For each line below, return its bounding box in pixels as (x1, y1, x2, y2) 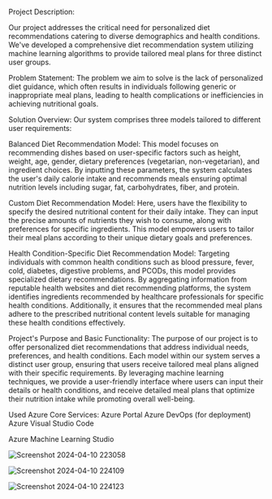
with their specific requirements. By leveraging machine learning (8, 368, 225, 378)
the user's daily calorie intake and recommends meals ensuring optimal (8, 174, 248, 183)
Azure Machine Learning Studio (8, 435, 114, 444)
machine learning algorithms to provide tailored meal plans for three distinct (8, 49, 262, 58)
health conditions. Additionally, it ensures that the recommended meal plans (8, 300, 262, 310)
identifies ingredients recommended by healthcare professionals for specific (8, 292, 264, 301)
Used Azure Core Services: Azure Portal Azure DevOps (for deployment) (8, 410, 252, 419)
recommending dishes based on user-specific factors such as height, (8, 148, 241, 157)
